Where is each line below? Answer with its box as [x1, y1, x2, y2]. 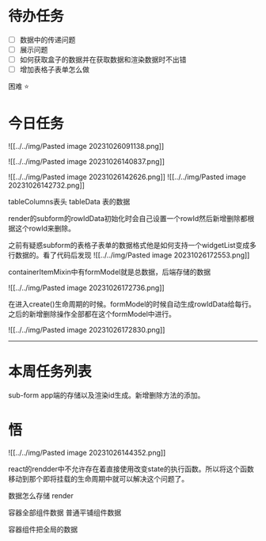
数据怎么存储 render [8, 491, 74, 500]
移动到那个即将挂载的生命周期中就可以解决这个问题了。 [8, 474, 188, 483]
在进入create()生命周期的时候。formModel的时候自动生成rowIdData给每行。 [8, 299, 256, 309]
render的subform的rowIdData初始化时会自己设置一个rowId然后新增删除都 [8, 214, 248, 223]
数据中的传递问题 [19, 35, 76, 44]
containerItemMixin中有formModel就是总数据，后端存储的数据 [8, 267, 211, 277]
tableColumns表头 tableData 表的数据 [8, 197, 131, 207]
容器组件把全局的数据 [8, 524, 78, 534]
